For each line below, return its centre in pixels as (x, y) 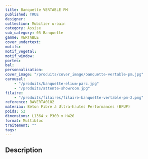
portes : (13, 61)
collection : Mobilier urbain (35, 24)
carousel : (15, 79)
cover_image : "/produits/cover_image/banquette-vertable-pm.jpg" (74, 75)
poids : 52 (15, 112)
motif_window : (20, 56)
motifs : (13, 47)
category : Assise (23, 28)
